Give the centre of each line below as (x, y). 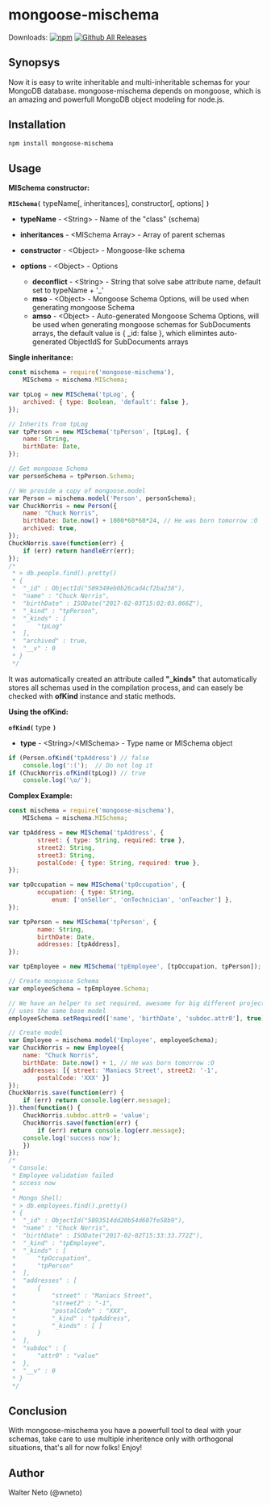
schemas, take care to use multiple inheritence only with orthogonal (121, 1439)
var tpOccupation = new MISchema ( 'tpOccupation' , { (97, 885)
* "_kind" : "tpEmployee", (59, 1243)
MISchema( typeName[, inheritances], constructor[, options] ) (109, 204)
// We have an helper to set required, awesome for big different (122, 1003)
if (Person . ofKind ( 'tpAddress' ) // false (79, 758)
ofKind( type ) (32, 727)
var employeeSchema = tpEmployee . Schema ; (79, 988)
